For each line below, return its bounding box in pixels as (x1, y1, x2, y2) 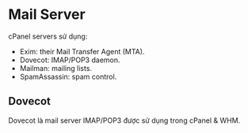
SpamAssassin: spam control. (19, 72, 117, 81)
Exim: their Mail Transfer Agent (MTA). (19, 46, 145, 56)
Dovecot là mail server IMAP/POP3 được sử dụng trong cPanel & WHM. (8, 116, 241, 125)
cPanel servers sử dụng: (8, 31, 88, 41)
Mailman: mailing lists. (19, 63, 93, 72)
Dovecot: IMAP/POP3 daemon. (19, 55, 120, 65)
